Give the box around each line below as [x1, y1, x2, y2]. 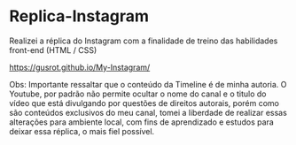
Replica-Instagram [9, 6, 149, 27]
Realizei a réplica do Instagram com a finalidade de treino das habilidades [9, 35, 278, 46]
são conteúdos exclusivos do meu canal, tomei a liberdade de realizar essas [9, 107, 288, 118]
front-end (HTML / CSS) [9, 44, 97, 55]
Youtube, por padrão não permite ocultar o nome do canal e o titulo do [9, 88, 267, 99]
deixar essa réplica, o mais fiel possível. [9, 126, 155, 136]
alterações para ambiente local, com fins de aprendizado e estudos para [9, 117, 275, 127]
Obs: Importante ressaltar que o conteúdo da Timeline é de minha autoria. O [9, 79, 287, 89]
